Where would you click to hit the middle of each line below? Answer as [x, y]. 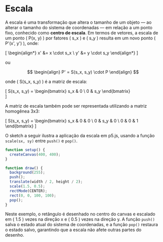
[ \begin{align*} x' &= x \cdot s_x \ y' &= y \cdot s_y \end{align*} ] [72, 53]
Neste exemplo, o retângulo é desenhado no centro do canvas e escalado [80, 214]
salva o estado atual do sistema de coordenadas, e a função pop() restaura [81, 225]
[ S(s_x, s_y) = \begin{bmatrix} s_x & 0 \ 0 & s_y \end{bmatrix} [68, 91]
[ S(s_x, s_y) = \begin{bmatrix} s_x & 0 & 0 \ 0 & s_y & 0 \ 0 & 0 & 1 [72, 121]
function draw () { [24, 168]
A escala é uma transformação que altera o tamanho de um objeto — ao [78, 22]
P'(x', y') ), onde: [22, 43]
